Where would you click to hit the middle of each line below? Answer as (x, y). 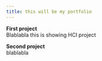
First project (22, 28)
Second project (26, 46)
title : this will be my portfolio (49, 12)
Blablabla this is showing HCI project (51, 35)
